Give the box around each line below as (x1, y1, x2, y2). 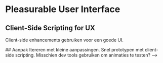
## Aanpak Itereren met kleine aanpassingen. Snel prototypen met (5, 47, 144, 52)
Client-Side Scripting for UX (5, 24, 95, 32)
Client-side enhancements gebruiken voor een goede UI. (5, 37, 124, 43)
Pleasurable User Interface (5, 4, 120, 15)
